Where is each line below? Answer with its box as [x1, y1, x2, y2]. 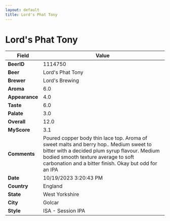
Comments [8, 150, 35, 157]
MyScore [8, 126, 30, 134]
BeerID [8, 61, 25, 68]
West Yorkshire [42, 191, 79, 198]
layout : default [5, 7, 39, 13]
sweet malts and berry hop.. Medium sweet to [42, 141, 152, 148]
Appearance [8, 94, 38, 101]
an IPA [42, 166, 58, 173]
